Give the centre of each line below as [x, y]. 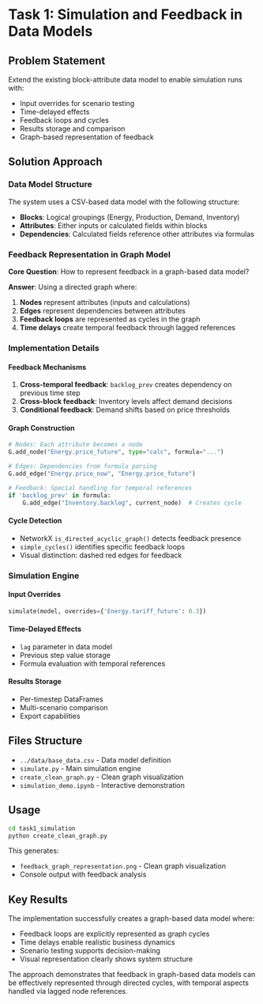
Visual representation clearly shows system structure [106, 959]
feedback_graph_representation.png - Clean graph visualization [123, 866]
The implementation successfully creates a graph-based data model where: [131, 918]
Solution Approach [55, 162]
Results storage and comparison [72, 129]
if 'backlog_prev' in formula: [60, 495]
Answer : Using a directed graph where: [73, 287]
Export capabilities [50, 716]
